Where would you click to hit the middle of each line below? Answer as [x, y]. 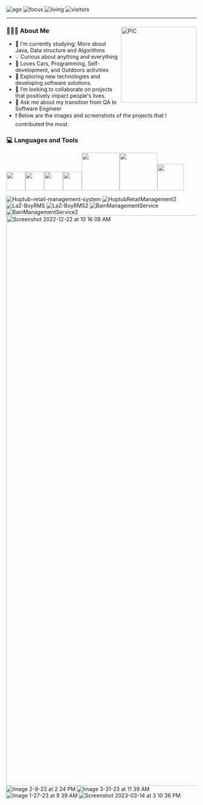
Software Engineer [38, 109]
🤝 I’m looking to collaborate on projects [64, 89]
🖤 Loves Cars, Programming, [50, 64]
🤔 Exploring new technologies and [58, 76]
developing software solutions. [53, 83]
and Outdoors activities [79, 70]
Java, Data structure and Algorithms [60, 50]
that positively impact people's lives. [60, 96]
